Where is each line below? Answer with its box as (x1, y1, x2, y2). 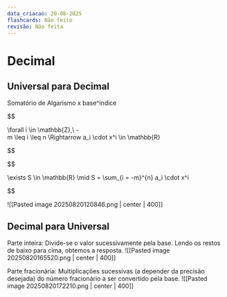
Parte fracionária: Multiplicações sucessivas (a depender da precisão (7, 267, 206, 275)
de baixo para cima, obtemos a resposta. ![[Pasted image (7, 246, 171, 255)
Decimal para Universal (7, 220, 109, 232)
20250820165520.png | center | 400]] (7, 254, 116, 262)
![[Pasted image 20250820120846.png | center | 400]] (7, 201, 163, 209)
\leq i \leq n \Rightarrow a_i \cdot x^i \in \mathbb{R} (14, 133, 161, 142)
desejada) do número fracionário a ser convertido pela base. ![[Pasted (7, 275, 208, 283)
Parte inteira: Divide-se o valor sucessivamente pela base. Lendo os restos (7, 239, 221, 247)
